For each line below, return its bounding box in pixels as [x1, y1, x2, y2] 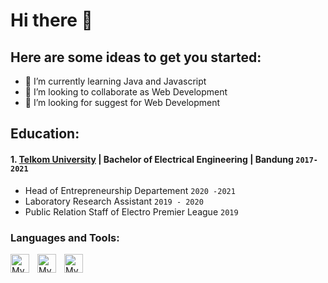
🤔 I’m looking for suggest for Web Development [24, 97, 221, 108]
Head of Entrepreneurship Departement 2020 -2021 [24, 184, 236, 196]
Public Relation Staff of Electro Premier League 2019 [24, 205, 239, 218]
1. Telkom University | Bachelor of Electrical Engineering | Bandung [10, 153, 294, 165]
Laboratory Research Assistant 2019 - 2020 [24, 195, 204, 207]
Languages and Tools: [10, 230, 120, 244]
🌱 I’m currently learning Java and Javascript [24, 75, 207, 87]
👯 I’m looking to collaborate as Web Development [24, 86, 228, 98]
